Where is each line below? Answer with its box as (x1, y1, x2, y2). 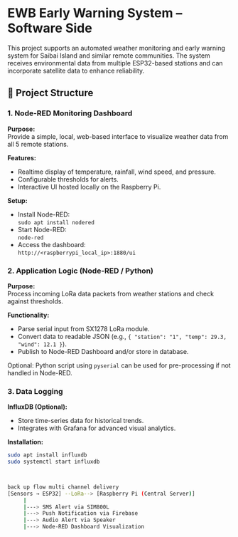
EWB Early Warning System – (7, 5, 183, 21)
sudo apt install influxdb (7, 452, 87, 459)
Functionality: (7, 311, 50, 319)
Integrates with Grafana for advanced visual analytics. (17, 424, 176, 432)
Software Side (7, 20, 92, 36)
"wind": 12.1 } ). (17, 340, 67, 348)
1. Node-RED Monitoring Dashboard (7, 108, 133, 118)
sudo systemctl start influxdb (7, 458, 100, 466)
